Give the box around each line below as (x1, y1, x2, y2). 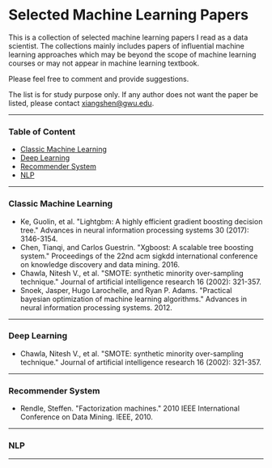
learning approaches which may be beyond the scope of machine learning (8, 49, 257, 59)
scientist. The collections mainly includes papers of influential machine (8, 40, 245, 50)
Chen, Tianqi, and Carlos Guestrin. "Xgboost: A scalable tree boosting (19, 242, 253, 252)
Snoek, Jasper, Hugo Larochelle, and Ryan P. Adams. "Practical (19, 285, 232, 295)
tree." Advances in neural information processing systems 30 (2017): (19, 225, 249, 235)
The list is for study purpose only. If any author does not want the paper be (8, 89, 259, 99)
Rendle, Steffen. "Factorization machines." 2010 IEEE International (19, 403, 240, 414)
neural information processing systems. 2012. (19, 302, 172, 313)
